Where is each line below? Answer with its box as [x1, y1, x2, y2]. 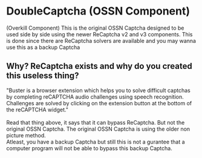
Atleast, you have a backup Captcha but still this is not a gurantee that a [6, 138, 186, 145]
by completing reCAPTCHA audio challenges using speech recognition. [6, 93, 184, 100]
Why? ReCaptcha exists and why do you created [6, 61, 192, 71]
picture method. [6, 131, 47, 139]
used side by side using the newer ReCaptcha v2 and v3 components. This [6, 30, 193, 38]
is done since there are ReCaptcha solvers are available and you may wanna [6, 37, 197, 44]
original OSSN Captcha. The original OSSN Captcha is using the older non [6, 125, 191, 133]
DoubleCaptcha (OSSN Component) [6, 4, 191, 18]
